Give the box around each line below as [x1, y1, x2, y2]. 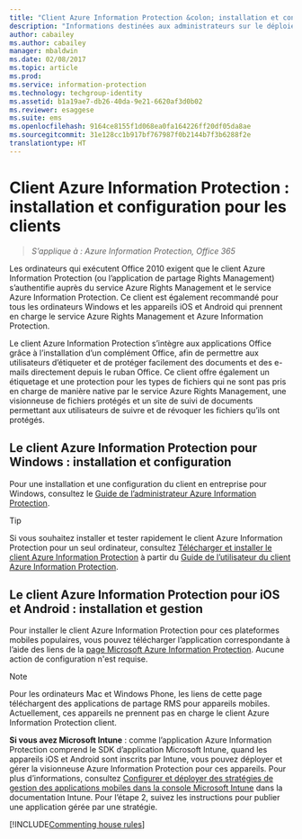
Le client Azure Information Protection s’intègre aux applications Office [9, 338, 272, 348]
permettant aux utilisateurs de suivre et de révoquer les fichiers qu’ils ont [9, 404, 280, 415]
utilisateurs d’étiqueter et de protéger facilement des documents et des [9, 356, 272, 367]
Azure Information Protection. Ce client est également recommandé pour [9, 292, 279, 302]
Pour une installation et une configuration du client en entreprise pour [9, 478, 267, 489]
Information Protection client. [9, 717, 117, 728]
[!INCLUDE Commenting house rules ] [9, 819, 146, 830]
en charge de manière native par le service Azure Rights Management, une [9, 385, 287, 396]
